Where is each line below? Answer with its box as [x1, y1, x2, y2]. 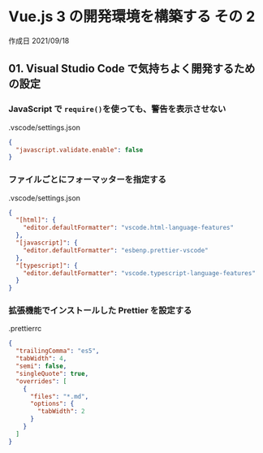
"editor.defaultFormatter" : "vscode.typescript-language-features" [23, 269, 256, 277]
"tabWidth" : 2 [37, 408, 85, 416]
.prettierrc [8, 324, 42, 334]
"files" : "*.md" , [29, 392, 89, 400]
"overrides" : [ [15, 377, 67, 386]
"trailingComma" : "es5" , [15, 347, 100, 356]
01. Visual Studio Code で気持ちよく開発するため [8, 62, 256, 75]
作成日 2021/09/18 [8, 36, 70, 45]
